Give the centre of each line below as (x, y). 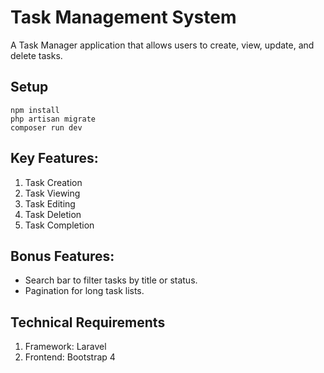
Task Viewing (52, 193)
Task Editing (50, 203)
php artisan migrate (53, 119)
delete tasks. (36, 55)
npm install (35, 110)
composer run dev (46, 127)
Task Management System (123, 17)
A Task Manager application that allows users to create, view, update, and (162, 45)
